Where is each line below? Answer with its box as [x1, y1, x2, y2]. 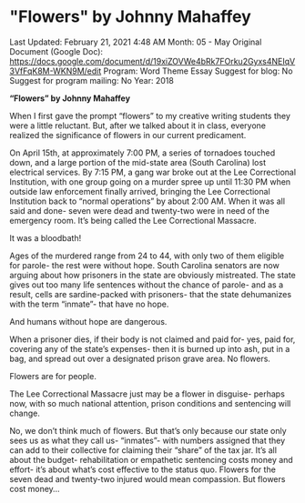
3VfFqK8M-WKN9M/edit [9, 65, 102, 76]
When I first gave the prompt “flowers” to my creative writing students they [9, 110, 291, 121]
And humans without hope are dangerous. [9, 316, 168, 327]
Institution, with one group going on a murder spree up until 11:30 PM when [9, 176, 291, 187]
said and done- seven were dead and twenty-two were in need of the [9, 205, 270, 216]
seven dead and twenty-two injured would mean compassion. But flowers [9, 473, 286, 484]
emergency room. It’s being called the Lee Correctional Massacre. [9, 215, 257, 226]
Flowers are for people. [9, 370, 97, 381]
